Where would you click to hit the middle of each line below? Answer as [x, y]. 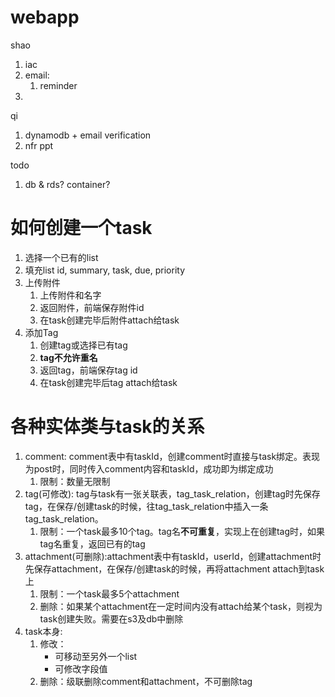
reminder [58, 85]
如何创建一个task [81, 228]
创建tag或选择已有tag [83, 345]
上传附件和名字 [70, 295]
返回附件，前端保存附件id [92, 307]
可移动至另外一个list [96, 656]
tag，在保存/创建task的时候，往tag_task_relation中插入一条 [146, 506]
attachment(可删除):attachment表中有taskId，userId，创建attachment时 [173, 556]
